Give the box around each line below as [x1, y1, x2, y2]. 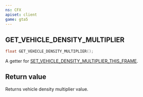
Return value [5, 73, 46, 81]
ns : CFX [5, 7, 22, 13]
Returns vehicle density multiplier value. [5, 86, 88, 92]
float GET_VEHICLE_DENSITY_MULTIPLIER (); [5, 49, 94, 54]
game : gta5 [5, 17, 28, 22]
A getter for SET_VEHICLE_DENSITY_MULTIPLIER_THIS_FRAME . [5, 58, 138, 64]
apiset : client [5, 12, 37, 17]
